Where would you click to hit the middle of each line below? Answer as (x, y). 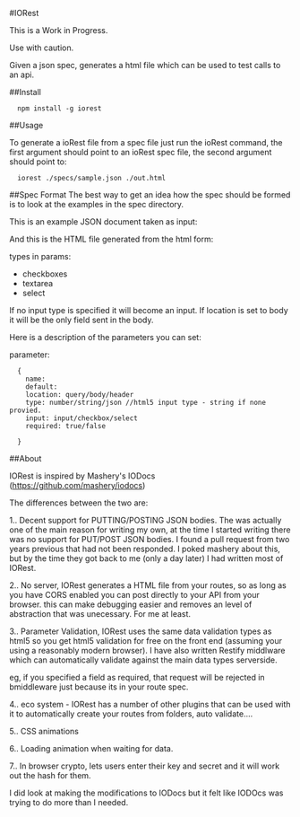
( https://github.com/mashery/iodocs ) (77, 485)
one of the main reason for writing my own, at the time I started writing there (150, 530)
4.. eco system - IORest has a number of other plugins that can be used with (150, 704)
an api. (21, 75)
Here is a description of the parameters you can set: (105, 337)
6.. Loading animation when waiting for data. (91, 748)
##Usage (26, 125)
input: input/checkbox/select (82, 418)
